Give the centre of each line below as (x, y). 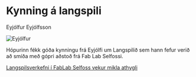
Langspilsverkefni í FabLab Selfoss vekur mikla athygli (72, 67)
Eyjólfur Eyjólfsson (29, 27)
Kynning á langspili (54, 11)
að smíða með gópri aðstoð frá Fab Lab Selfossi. (65, 56)
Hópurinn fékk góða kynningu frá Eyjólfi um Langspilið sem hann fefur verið (98, 50)
